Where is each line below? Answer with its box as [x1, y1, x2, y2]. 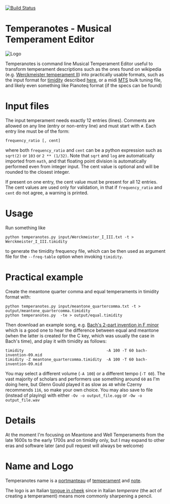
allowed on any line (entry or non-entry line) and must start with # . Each [5, 123, 157, 129]
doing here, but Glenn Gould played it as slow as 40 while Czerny [5, 381, 142, 387]
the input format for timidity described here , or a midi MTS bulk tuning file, [5, 77, 162, 83]
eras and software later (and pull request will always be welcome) [5, 442, 144, 449]
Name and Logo [5, 460, 74, 472]
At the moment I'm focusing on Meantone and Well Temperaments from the [5, 431, 164, 438]
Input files [5, 100, 50, 112]
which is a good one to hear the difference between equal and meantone [5, 327, 159, 333]
